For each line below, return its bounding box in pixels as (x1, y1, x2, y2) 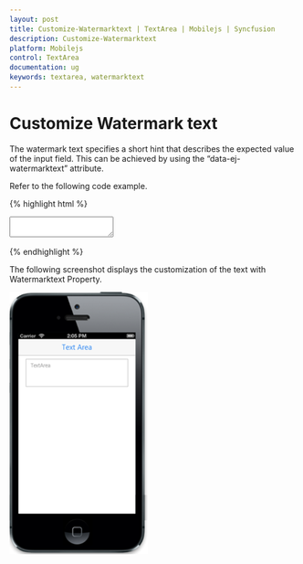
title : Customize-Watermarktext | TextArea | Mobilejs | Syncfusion (9, 24, 276, 34)
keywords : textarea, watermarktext (9, 73, 145, 82)
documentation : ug (9, 63, 79, 72)
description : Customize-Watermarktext (9, 34, 157, 43)
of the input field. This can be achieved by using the (9, 153, 205, 164)
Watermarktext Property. (9, 273, 102, 284)
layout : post (9, 15, 59, 24)
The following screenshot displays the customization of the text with (9, 263, 266, 274)
